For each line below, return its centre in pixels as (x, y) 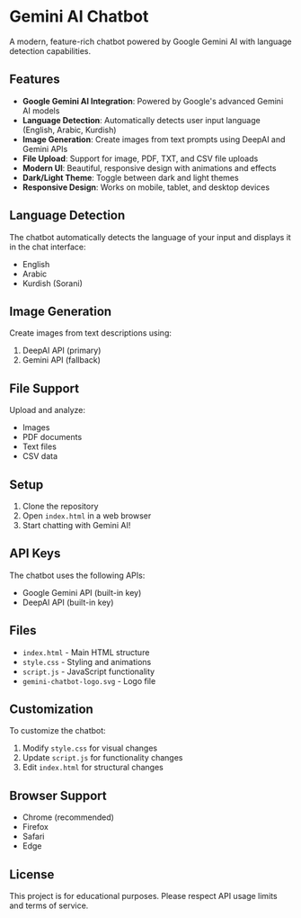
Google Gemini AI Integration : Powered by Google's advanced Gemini (153, 101)
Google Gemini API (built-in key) (82, 592)
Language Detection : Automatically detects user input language (141, 120)
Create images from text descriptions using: (91, 333)
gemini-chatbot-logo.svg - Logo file (89, 680)
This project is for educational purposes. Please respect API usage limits (143, 896)
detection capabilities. (50, 50)
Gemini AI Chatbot (79, 17)
